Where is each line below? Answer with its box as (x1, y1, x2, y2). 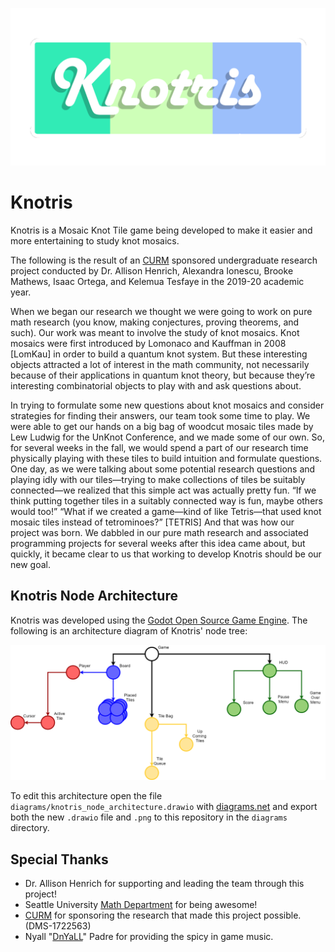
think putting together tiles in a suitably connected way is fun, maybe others (10, 494, 323, 507)
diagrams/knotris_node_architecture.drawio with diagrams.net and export (10, 801, 318, 813)
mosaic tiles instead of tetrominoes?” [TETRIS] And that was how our (10, 516, 295, 528)
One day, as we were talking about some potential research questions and (10, 463, 316, 475)
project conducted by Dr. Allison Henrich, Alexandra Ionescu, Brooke (10, 264, 294, 277)
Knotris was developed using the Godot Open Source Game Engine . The (10, 614, 308, 626)
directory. (10, 822, 50, 834)
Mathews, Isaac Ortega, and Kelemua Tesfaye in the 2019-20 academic (10, 275, 305, 287)
